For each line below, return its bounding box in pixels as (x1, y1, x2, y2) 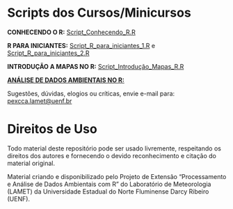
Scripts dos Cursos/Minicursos (7, 5, 191, 21)
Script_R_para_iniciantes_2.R (7, 49, 90, 57)
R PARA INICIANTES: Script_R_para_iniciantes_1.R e (7, 41, 155, 49)
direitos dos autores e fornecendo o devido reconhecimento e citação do (7, 151, 217, 160)
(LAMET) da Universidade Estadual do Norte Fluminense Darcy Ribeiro (7, 187, 209, 196)
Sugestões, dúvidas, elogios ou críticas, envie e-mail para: (7, 89, 175, 98)
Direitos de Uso (7, 121, 97, 137)
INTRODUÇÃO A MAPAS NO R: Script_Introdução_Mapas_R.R (7, 62, 184, 70)
